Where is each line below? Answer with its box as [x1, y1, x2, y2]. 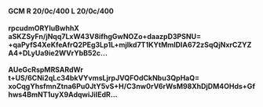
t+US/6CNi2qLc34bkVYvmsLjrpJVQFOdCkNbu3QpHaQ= [8, 73, 200, 83]
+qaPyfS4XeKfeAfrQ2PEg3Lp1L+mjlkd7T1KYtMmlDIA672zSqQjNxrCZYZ [8, 40, 252, 50]
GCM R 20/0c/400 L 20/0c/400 [8, 6, 114, 16]
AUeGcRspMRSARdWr [8, 65, 84, 74]
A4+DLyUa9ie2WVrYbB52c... [8, 48, 108, 58]
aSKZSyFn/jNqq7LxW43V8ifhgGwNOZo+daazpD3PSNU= [8, 32, 202, 41]
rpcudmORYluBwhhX [8, 23, 80, 33]
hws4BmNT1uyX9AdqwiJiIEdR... [8, 90, 118, 99]
